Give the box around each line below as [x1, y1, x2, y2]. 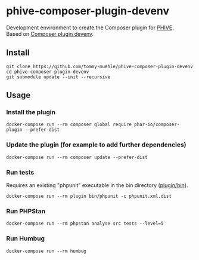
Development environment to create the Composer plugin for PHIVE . [6, 24, 174, 31]
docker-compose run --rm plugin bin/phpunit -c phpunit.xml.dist [6, 193, 172, 200]
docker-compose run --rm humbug [6, 248, 86, 254]
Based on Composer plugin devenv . [6, 30, 94, 37]
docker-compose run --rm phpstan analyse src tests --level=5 [6, 221, 164, 227]
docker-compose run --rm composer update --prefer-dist [6, 154, 148, 160]
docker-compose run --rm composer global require [6, 121, 132, 128]
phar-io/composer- [133, 121, 180, 128]
